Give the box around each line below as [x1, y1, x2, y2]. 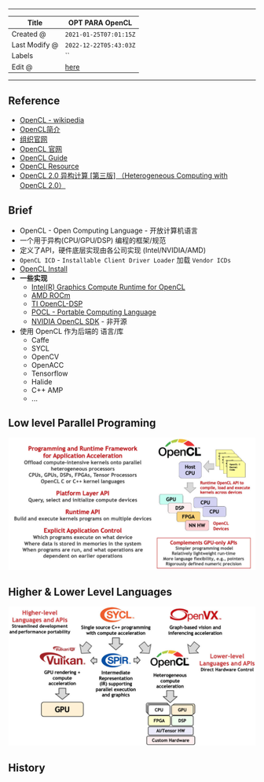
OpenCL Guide [19, 152, 68, 162]
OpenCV [31, 351, 60, 362]
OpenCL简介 [19, 124, 60, 134]
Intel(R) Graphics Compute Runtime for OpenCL [31, 282, 186, 292]
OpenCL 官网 [19, 144, 63, 153]
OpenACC [31, 360, 64, 369]
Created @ [11, 29, 46, 39]
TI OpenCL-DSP [31, 299, 83, 308]
